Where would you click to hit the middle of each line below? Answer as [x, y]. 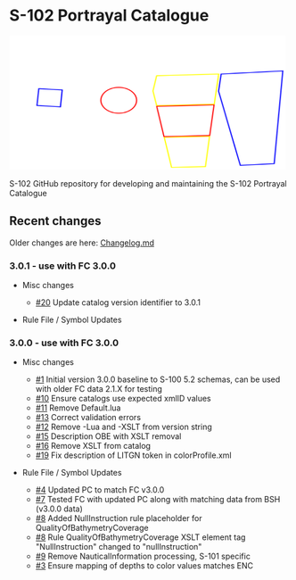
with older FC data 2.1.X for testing [99, 389]
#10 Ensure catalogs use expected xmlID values [123, 399]
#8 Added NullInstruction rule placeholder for [119, 518]
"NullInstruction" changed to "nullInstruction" [119, 547]
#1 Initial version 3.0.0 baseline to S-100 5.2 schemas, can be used [158, 379]
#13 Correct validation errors [88, 418]
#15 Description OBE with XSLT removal [108, 436]
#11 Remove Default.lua [78, 408]
